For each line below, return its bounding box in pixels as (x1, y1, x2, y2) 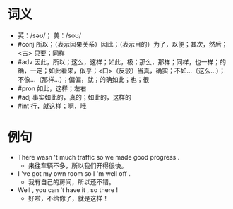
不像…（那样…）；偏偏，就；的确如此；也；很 (17, 75, 150, 83)
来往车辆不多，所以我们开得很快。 (28, 161, 128, 169)
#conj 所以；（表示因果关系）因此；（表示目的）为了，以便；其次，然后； (17, 40, 228, 48)
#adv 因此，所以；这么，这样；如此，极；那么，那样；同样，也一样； (17, 57, 220, 66)
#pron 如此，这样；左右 (17, 84, 87, 92)
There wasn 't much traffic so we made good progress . (17, 153, 180, 161)
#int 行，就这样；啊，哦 (17, 102, 87, 110)
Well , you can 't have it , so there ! (17, 185, 119, 194)
